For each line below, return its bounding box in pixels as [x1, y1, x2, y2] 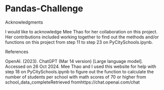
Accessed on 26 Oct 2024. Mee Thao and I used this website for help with [5, 63, 157, 69]
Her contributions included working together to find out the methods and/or [5, 34, 159, 40]
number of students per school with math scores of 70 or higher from [5, 74, 147, 80]
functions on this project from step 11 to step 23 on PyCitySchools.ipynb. [5, 39, 153, 45]
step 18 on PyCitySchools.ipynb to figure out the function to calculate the [5, 68, 154, 74]
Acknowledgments [5, 19, 43, 25]
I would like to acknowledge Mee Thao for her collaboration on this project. [5, 29, 158, 34]
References [5, 49, 29, 55]
